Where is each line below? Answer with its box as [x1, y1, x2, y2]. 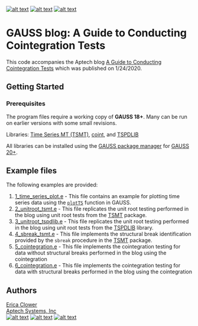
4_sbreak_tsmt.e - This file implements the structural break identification [14, 231, 191, 238]
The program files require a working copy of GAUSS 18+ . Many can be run [6, 113, 187, 120]
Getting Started [6, 82, 64, 92]
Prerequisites [6, 99, 46, 108]
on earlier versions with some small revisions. [6, 119, 117, 127]
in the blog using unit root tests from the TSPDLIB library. [14, 224, 154, 231]
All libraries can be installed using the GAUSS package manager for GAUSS [6, 142, 189, 149]
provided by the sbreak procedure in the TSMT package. [14, 237, 152, 244]
